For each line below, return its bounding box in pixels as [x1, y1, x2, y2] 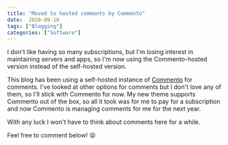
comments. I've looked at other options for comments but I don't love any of [7, 83, 221, 91]
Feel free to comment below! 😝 [7, 131, 96, 140]
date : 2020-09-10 [7, 16, 60, 23]
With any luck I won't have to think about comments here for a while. [7, 118, 201, 127]
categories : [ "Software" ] [7, 29, 81, 36]
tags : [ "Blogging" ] [7, 23, 63, 29]
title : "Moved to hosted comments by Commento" [7, 10, 146, 17]
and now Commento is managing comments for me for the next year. [7, 105, 201, 113]
